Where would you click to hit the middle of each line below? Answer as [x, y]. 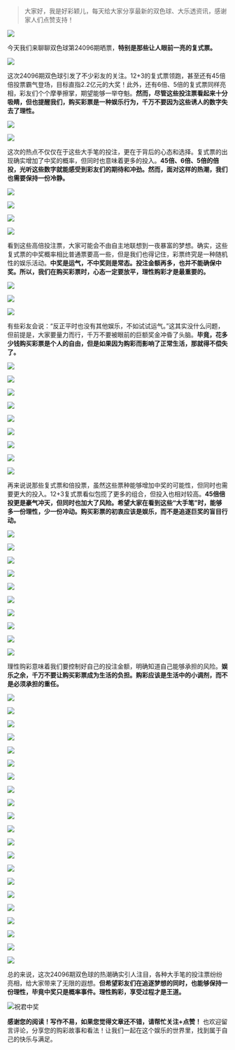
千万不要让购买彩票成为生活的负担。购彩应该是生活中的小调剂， [123, 675]
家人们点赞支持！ [49, 20]
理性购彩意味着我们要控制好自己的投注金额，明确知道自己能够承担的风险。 [114, 666]
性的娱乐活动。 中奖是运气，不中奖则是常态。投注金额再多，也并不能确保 [111, 263]
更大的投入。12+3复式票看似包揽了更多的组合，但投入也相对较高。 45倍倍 [119, 494]
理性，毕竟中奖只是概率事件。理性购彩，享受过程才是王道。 [99, 992]
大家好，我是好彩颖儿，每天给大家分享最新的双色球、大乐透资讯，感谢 [126, 11]
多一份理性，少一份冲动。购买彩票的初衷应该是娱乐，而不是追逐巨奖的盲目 [114, 511]
